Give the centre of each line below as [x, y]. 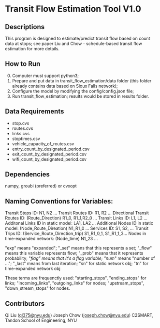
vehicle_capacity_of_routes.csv [43, 143]
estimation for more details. [32, 49]
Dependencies [27, 175]
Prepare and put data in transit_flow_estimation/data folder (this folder [82, 80]
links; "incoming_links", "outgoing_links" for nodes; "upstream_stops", [74, 283]
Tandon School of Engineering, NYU [41, 320]
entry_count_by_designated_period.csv [51, 149]
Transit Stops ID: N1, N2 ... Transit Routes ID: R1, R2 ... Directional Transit [77, 213]
